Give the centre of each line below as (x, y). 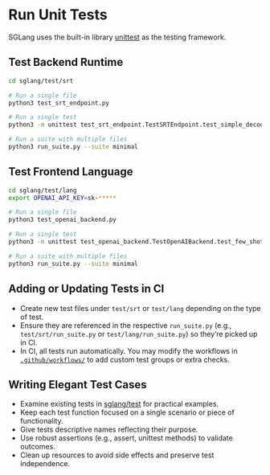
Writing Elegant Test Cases (78, 385)
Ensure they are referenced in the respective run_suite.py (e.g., (126, 325)
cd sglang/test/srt (41, 81)
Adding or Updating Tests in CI (86, 289)
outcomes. (38, 447)
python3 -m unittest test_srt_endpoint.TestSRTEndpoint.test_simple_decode (138, 125)
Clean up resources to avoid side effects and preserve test (117, 455)
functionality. (41, 421)
